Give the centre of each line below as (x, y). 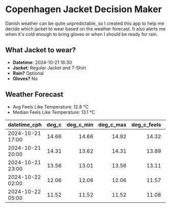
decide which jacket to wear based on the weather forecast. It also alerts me (85, 28)
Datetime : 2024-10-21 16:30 (42, 62)
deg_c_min (80, 124)
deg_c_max (112, 124)
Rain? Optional (28, 73)
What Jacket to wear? (41, 50)
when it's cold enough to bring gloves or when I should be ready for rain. (82, 34)
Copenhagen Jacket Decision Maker (83, 9)
